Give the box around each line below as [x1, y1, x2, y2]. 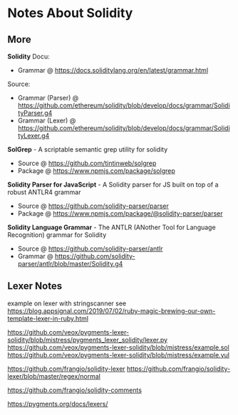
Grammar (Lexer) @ [17, 116, 76, 125]
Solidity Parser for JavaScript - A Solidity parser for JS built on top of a [7, 180, 219, 189]
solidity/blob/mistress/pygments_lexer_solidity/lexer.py [7, 335, 168, 344]
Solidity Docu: [7, 52, 50, 61]
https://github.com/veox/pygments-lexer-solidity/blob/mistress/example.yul [7, 350, 230, 359]
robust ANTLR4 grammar [7, 188, 81, 196]
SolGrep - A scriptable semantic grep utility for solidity [7, 145, 168, 154]
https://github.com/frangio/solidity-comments [7, 386, 143, 394]
